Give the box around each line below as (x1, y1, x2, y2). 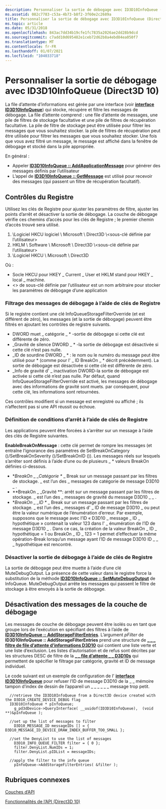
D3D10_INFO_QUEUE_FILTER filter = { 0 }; (14, 741, 100, 746)
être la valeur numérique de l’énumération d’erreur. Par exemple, (12, 509, 143, 515)
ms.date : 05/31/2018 (5, 26, 48, 31)
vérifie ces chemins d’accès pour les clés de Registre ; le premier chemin (5, 216, 154, 223)
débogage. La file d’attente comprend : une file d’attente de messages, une (5, 112, 158, 118)
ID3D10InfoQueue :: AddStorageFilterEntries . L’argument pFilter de (5, 632, 144, 638)
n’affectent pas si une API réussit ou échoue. (5, 404, 96, 410)
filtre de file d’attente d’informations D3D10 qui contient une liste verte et (5, 642, 157, 648)
